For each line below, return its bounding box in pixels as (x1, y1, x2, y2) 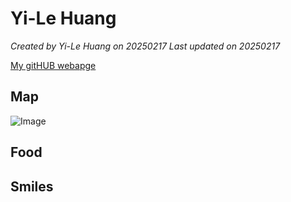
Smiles (10, 178, 54, 195)
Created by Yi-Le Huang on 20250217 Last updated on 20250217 (10, 40, 281, 52)
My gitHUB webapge (10, 59, 97, 71)
